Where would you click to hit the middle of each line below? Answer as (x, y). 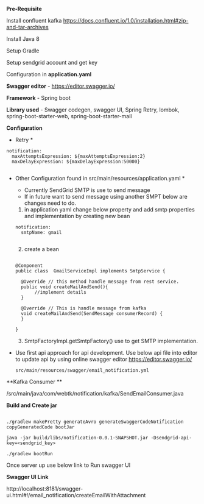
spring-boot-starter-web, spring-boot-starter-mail (69, 116)
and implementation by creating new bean (77, 216)
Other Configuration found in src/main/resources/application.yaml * (100, 178)
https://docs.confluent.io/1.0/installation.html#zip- (126, 20)
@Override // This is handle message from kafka (84, 308)
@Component (29, 266)
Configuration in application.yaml (49, 74)
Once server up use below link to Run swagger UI (69, 465)
